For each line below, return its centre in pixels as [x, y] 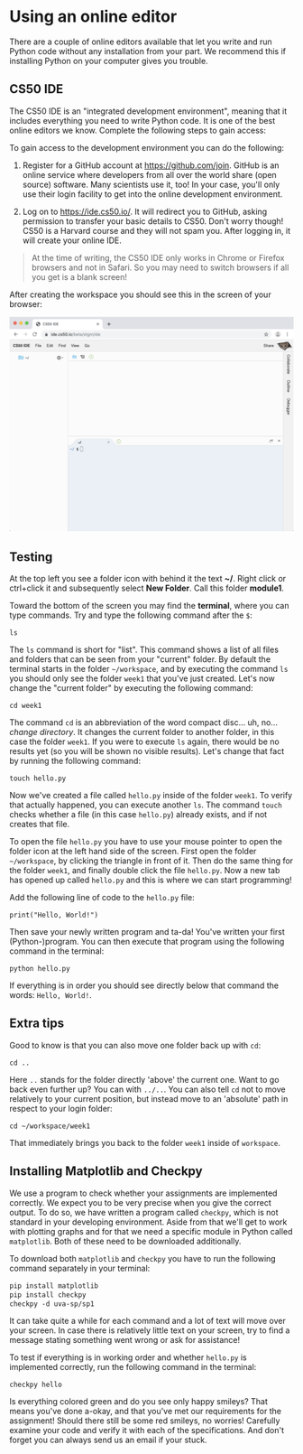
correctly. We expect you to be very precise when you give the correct [141, 1202]
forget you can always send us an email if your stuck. [108, 1440]
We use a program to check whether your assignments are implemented [143, 1193]
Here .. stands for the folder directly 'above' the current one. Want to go [144, 1079]
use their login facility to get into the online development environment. [152, 194]
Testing [31, 557]
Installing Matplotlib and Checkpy [106, 1171]
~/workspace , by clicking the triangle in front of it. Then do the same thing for [151, 861]
